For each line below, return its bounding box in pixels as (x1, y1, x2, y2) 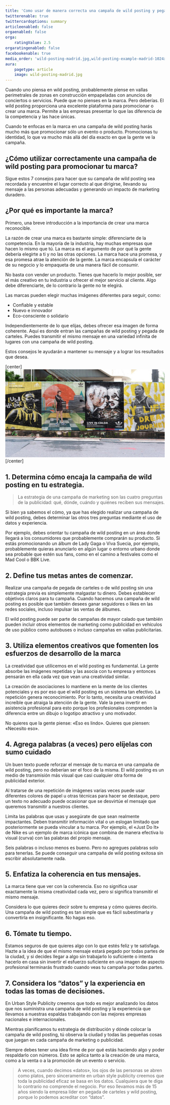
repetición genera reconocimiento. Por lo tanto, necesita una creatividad (5, 694, 156, 700)
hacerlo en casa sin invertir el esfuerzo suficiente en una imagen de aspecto (5, 959, 165, 965)
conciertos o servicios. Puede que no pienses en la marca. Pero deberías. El (5, 98, 164, 104)
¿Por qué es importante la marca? (5, 206, 114, 215)
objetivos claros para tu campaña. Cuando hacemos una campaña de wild (5, 595, 160, 602)
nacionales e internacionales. (5, 1016, 66, 1023)
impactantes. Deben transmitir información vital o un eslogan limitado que (5, 819, 159, 825)
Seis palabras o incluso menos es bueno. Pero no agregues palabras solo (5, 844, 158, 851)
